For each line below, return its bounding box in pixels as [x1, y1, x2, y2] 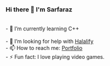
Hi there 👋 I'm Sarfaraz [5, 5, 73, 14]
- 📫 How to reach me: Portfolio [5, 45, 83, 52]
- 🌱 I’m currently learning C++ [5, 25, 80, 32]
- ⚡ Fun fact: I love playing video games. [5, 54, 105, 61]
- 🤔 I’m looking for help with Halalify [5, 38, 94, 45]
